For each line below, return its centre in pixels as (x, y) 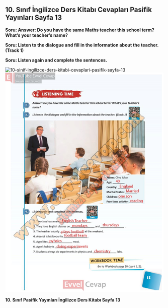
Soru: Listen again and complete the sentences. (56, 60)
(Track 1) (15, 50)
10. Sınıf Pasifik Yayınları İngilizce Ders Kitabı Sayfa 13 (63, 300)
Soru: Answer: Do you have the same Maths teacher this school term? (80, 30)
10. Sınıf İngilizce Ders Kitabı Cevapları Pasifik (79, 10)
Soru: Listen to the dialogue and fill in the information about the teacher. (82, 45)
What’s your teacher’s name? (36, 35)
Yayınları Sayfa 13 (33, 18)
